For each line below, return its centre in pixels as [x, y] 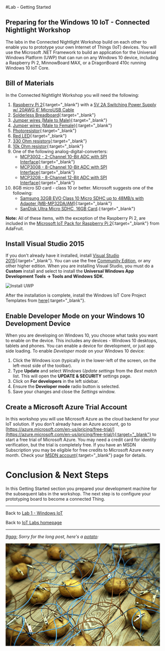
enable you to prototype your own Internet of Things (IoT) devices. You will [81, 47]
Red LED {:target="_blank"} [40, 136]
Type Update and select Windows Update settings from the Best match [85, 371]
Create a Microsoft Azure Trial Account [66, 407]
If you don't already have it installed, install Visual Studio [62, 256]
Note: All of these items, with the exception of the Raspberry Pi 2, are [76, 218]
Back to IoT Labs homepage [34, 523]
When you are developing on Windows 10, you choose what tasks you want [82, 335]
